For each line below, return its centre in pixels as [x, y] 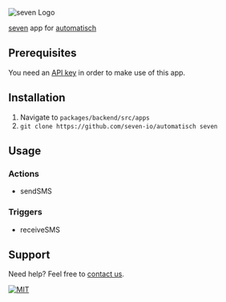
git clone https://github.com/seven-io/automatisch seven [119, 126]
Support [29, 255]
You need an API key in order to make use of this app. [97, 72]
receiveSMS [40, 230]
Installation [37, 98]
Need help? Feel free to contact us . [66, 274]
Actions [24, 173]
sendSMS [36, 191]
